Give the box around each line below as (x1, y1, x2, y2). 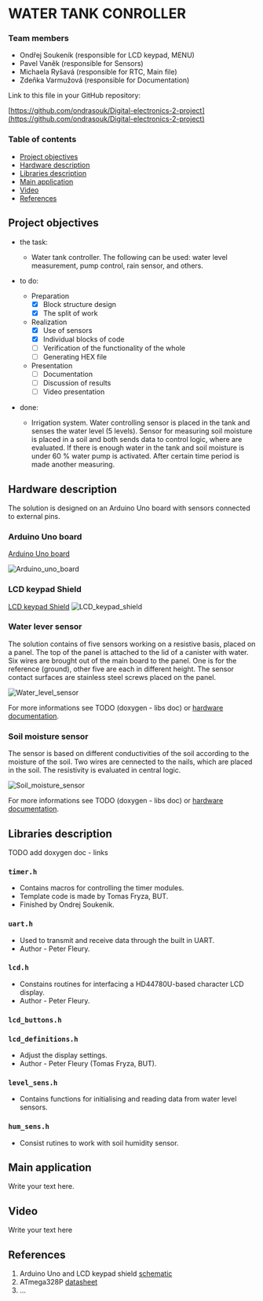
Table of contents (8, 134, 77, 145)
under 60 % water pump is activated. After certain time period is (31, 451, 239, 461)
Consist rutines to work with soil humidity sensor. (19, 1138, 179, 1147)
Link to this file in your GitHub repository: (8, 91, 141, 100)
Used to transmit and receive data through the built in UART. (19, 935, 215, 945)
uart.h (8, 919, 34, 929)
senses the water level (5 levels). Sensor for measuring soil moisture (31, 426, 253, 436)
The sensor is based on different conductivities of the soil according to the (8, 749, 250, 758)
